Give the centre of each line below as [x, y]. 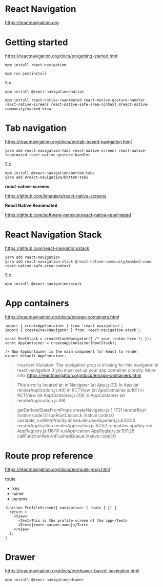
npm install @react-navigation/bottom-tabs [50, 173]
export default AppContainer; [36, 356]
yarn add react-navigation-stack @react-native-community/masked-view [78, 261]
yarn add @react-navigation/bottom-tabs [47, 177]
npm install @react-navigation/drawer [44, 580]
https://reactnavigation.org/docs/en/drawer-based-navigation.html [72, 571]
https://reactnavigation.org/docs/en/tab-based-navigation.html [69, 142]
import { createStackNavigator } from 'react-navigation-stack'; [73, 330]
